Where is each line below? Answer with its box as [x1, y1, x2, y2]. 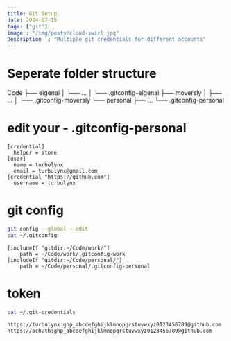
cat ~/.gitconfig [7, 231, 58, 239]
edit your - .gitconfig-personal [7, 121, 187, 136]
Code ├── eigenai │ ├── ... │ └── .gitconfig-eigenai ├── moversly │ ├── [7, 89, 222, 97]
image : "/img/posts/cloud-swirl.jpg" [7, 29, 119, 37]
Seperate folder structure [7, 66, 157, 82]
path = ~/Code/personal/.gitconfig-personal [19, 263, 151, 270]
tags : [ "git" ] [7, 23, 49, 30]
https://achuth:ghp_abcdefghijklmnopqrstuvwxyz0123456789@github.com [7, 327, 213, 334]
